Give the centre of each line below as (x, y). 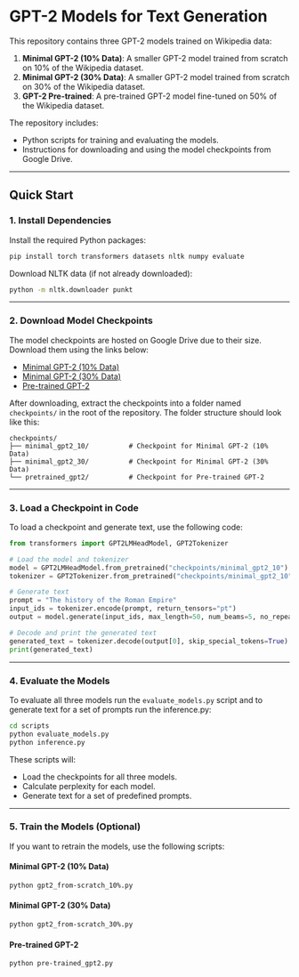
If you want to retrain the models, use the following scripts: (117, 846)
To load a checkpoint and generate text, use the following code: (126, 527)
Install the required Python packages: (78, 240)
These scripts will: (43, 759)
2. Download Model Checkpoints (81, 320)
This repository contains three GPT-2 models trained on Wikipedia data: (141, 41)
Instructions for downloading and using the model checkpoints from (146, 149)
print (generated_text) (51, 650)
